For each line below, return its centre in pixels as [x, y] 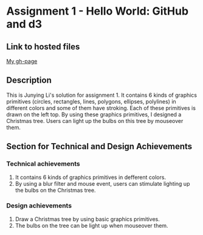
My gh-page [22, 61]
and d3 [24, 24]
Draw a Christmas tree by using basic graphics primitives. [87, 219]
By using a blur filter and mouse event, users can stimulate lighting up [102, 183]
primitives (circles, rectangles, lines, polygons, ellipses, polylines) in [91, 101]
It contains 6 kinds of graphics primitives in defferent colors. [90, 177]
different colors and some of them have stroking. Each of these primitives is [101, 108]
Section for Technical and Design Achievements [99, 146]
